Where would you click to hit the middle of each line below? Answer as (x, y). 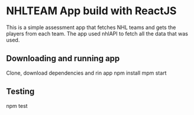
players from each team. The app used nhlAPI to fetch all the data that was (97, 33)
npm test (17, 106)
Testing (20, 92)
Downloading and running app (63, 58)
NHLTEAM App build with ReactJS (91, 11)
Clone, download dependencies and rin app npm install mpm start (86, 73)
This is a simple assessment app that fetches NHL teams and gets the (91, 27)
